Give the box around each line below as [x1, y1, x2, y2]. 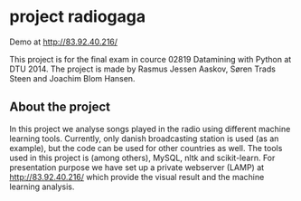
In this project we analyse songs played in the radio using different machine [9, 123, 291, 134]
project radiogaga [9, 6, 146, 27]
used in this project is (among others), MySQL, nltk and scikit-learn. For [9, 152, 276, 163]
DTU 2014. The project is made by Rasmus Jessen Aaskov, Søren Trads [9, 63, 276, 74]
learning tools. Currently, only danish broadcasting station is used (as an [9, 133, 279, 144]
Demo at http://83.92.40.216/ [9, 36, 118, 47]
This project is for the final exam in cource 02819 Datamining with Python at [9, 53, 292, 64]
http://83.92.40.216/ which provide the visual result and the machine [9, 171, 265, 182]
